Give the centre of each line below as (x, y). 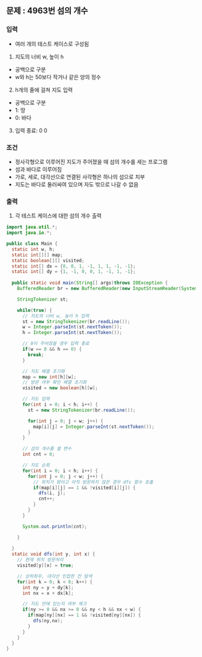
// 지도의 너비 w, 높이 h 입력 (56, 316)
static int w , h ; (33, 249)
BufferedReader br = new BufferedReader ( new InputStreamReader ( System (107, 289)
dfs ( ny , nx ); (48, 621)
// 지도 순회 (36, 465)
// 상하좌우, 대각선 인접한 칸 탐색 (55, 576)
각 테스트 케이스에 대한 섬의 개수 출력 (58, 216)
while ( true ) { (35, 310)
